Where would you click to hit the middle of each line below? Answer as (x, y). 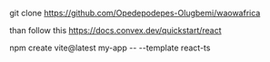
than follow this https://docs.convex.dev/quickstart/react (115, 30)
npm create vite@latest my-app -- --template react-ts (110, 48)
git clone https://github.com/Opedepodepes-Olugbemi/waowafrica (135, 13)
